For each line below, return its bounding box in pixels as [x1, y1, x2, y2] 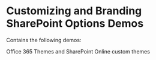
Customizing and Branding [6, 4, 142, 18]
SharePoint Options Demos [6, 17, 144, 30]
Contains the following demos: [6, 36, 82, 43]
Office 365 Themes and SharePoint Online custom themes [6, 48, 150, 55]
